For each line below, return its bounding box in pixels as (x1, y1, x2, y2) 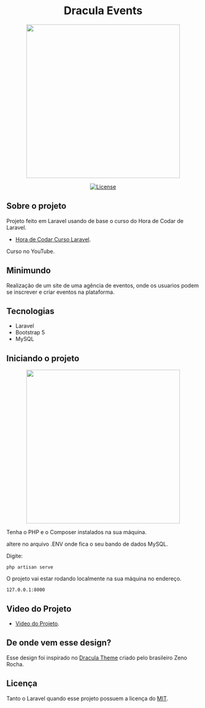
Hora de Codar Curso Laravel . (15, 235, 91, 243)
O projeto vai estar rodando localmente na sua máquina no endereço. (6, 575, 182, 583)
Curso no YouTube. (6, 247, 55, 255)
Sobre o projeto (6, 201, 66, 211)
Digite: (6, 553, 23, 560)
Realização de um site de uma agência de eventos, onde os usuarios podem (6, 281, 199, 289)
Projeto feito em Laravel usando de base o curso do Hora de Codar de (6, 217, 184, 224)
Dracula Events (63, 4, 143, 18)
